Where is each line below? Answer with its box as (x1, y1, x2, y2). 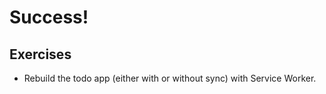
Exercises (9, 46, 72, 63)
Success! (9, 6, 89, 29)
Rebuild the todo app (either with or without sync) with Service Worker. (23, 72, 317, 84)
